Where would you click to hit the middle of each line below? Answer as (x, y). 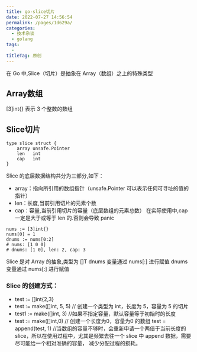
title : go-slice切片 (30, 12)
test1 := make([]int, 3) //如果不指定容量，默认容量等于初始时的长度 (95, 314)
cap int (29, 159)
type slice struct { (32, 143)
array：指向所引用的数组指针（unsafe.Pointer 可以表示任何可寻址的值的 (102, 188)
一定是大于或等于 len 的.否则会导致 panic (64, 218)
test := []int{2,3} (34, 299)
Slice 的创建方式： (32, 286)
